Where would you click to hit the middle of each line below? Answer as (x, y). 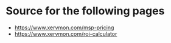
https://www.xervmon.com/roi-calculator (66, 33)
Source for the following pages (85, 11)
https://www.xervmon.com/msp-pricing (64, 27)
